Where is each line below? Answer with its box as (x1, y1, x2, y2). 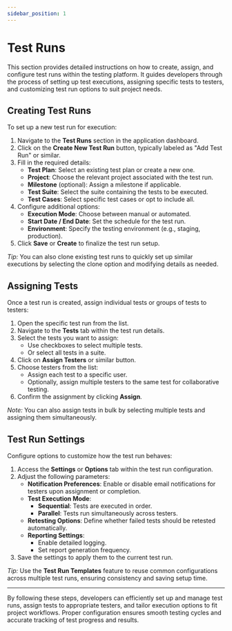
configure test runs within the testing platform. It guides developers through (7, 70, 223, 78)
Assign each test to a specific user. (27, 370, 128, 379)
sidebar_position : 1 (7, 10, 67, 17)
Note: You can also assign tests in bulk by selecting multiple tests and (7, 406, 206, 415)
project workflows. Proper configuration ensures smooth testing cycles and (7, 609, 222, 616)
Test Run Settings (7, 433, 85, 445)
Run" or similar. (17, 151, 61, 160)
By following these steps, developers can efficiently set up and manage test (7, 594, 223, 602)
